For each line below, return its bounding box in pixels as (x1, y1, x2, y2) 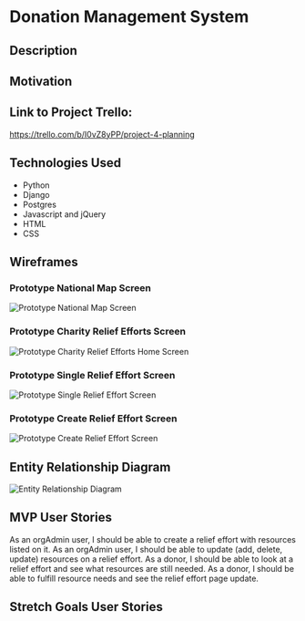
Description (9, 43, 77, 58)
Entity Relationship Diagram (9, 459, 171, 475)
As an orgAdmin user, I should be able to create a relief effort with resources (9, 533, 296, 544)
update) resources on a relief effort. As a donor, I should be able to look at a (9, 554, 294, 564)
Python (22, 180, 50, 191)
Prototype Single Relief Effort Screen (9, 368, 176, 381)
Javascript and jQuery (22, 208, 107, 220)
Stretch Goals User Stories (9, 599, 164, 615)
